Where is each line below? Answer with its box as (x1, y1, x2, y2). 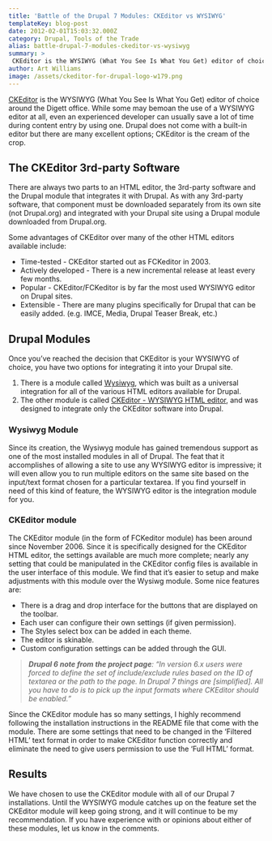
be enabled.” (28, 693, 71, 703)
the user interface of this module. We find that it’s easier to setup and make (8, 567, 259, 577)
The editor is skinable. (19, 634, 95, 645)
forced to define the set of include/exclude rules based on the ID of (28, 667, 253, 677)
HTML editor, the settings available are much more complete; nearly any (8, 550, 249, 560)
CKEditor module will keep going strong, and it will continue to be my (8, 806, 238, 816)
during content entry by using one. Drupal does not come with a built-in (8, 120, 248, 130)
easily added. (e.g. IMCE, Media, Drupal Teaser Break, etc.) (19, 309, 219, 319)
